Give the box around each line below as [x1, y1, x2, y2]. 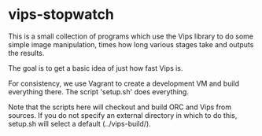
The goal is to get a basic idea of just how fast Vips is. [8, 63, 183, 72]
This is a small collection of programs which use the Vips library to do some [8, 31, 254, 41]
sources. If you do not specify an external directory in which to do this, [8, 110, 238, 119]
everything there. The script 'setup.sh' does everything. [8, 86, 189, 96]
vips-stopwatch [8, 6, 114, 24]
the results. [8, 48, 45, 57]
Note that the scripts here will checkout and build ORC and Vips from [8, 102, 232, 112]
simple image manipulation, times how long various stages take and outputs [8, 39, 254, 49]
